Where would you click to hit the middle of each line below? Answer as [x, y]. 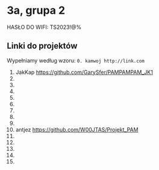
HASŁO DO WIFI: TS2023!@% [44, 27]
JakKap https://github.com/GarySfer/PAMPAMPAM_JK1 [84, 72]
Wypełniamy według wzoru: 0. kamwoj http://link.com [76, 60]
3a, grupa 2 [36, 11]
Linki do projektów [42, 46]
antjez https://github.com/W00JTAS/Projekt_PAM [77, 129]
